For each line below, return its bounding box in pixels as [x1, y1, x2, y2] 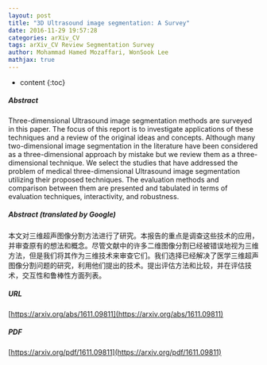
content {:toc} [19, 77, 66, 87]
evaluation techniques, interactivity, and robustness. [8, 191, 180, 201]
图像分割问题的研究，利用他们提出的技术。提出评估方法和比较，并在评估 [8, 260, 245, 270]
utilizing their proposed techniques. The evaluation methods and [8, 175, 219, 184]
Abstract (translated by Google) [8, 209, 117, 219]
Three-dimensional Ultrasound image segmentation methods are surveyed [8, 116, 253, 125]
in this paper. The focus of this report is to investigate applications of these [8, 124, 254, 133]
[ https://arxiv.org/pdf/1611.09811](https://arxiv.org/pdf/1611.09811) [8, 347, 222, 357]
